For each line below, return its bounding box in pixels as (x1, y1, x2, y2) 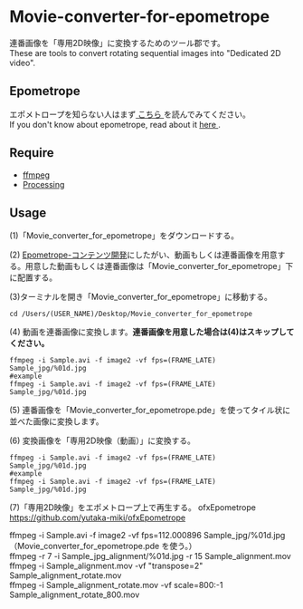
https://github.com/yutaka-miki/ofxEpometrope (9, 512, 186, 523)
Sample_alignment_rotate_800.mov (9, 589, 140, 600)
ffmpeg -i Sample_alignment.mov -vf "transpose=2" (9, 560, 204, 572)
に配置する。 (9, 272, 57, 283)
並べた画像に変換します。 (9, 416, 104, 427)
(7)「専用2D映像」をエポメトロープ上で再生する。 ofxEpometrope (9, 502, 256, 513)
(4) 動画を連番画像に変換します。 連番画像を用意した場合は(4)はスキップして (9, 326, 295, 337)
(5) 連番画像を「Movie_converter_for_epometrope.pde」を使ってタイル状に (9, 405, 291, 416)
